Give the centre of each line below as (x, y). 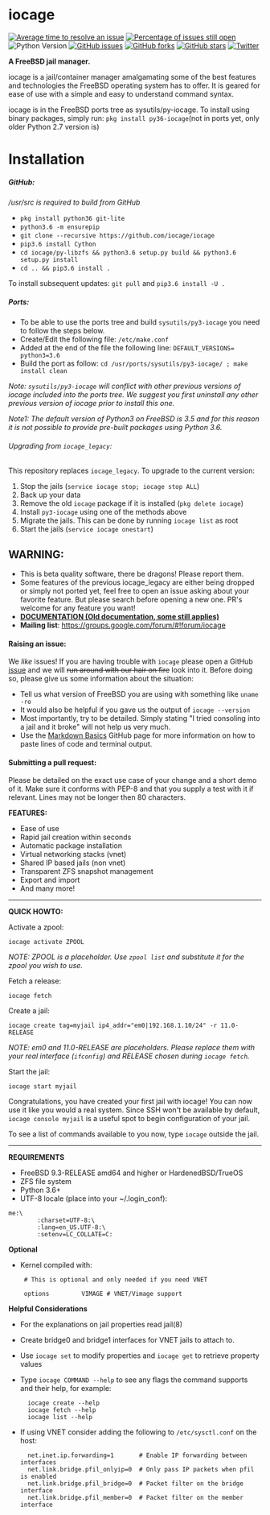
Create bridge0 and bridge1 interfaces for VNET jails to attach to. (127, 1340)
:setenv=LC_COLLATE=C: (75, 1235)
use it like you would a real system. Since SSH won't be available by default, (134, 1110)
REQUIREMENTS (37, 1157)
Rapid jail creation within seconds (76, 837)
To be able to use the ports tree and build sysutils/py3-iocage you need (140, 322)
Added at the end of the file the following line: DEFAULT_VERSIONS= (127, 348)
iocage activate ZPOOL (46, 942)
